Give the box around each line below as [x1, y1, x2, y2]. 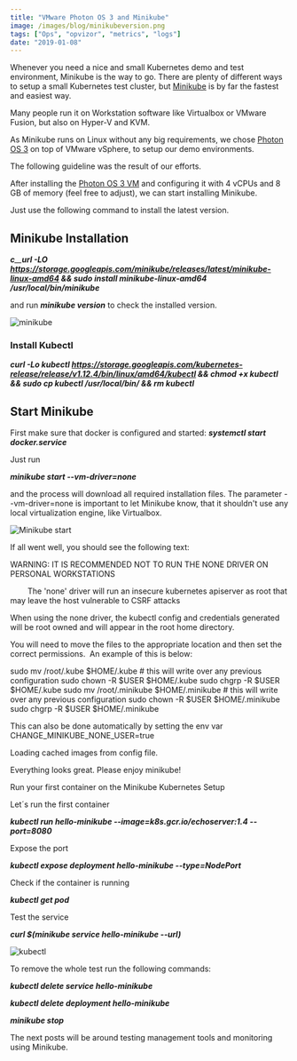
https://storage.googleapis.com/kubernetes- [71, 359, 243, 370]
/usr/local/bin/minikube [10, 283, 100, 293]
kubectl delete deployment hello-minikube [10, 998, 170, 1009]
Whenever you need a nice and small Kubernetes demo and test [10, 62, 245, 73]
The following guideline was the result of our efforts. [10, 161, 202, 172]
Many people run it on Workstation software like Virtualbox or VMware [10, 108, 267, 118]
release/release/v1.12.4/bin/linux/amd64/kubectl [10, 369, 197, 379]
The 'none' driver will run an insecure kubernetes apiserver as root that [27, 586, 287, 596]
